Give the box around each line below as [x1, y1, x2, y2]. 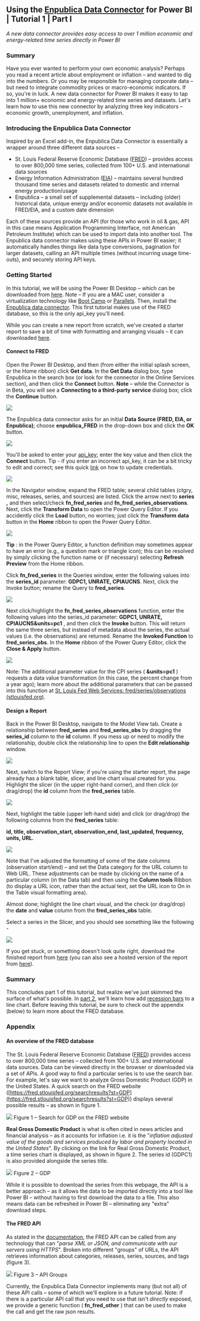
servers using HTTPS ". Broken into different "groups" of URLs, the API [6, 1246, 179, 1253]
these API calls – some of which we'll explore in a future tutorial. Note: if [6, 1289, 183, 1296]
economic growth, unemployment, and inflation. [6, 109, 124, 116]
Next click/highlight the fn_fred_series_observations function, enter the [6, 607, 184, 614]
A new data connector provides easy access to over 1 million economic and [6, 30, 193, 37]
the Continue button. [6, 392, 58, 400]
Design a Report [6, 707, 47, 714]
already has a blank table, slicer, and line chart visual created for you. [6, 775, 177, 782]
